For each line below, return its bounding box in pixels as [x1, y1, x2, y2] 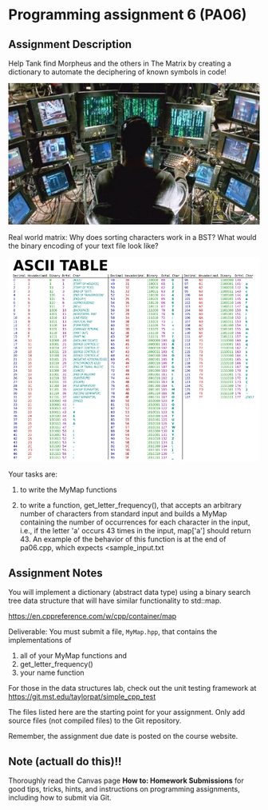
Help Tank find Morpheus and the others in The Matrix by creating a [8, 58, 231, 68]
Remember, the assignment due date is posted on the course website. [8, 732, 238, 741]
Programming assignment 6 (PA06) [8, 6, 247, 24]
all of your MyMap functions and [19, 651, 128, 660]
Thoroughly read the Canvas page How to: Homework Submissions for [8, 776, 245, 785]
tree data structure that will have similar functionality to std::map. [8, 596, 222, 605]
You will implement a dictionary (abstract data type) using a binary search [8, 588, 251, 597]
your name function [19, 668, 85, 677]
